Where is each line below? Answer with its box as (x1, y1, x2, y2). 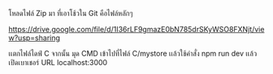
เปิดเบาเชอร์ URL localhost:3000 (8, 58, 108, 67)
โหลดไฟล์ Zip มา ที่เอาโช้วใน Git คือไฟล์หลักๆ (8, 9, 133, 18)
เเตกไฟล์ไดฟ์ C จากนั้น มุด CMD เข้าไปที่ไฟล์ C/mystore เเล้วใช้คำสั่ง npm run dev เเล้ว (8, 49, 258, 58)
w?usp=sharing (8, 33, 61, 43)
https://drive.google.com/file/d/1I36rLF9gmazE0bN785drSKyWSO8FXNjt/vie (8, 25, 265, 34)
